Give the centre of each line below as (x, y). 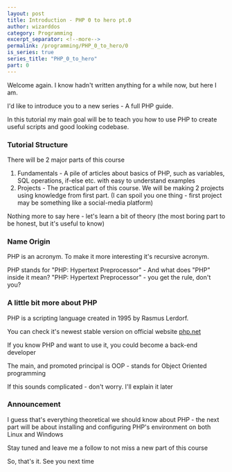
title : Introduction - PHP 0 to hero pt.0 (69, 20)
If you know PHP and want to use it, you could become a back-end (102, 345)
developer (22, 352)
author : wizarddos (34, 26)
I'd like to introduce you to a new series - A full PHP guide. (90, 106)
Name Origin (29, 242)
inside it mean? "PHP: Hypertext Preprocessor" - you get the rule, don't (109, 278)
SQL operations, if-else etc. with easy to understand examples (106, 180)
